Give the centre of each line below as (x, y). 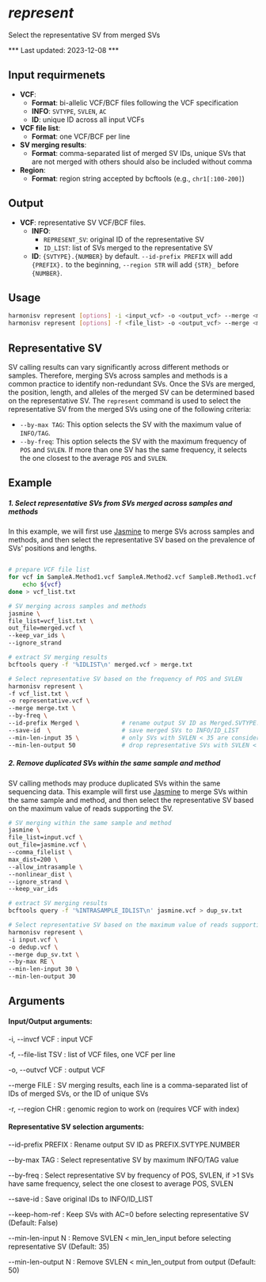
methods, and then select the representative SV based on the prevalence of (132, 540)
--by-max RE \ (32, 962)
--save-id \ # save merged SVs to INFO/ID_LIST (123, 730)
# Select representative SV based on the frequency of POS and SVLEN (125, 679)
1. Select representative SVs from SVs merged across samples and (120, 503)
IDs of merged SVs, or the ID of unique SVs (78, 1094)
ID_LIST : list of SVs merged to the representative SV (128, 247)
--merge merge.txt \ (42, 709)
